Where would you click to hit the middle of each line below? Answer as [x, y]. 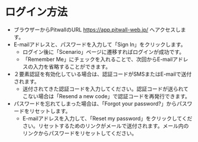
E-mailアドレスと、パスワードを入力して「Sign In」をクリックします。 [100, 44]
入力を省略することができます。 [72, 66]
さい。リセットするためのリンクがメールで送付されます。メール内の [106, 125]
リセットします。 [50, 111]
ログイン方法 [37, 12]
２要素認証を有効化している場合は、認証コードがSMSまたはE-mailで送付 [103, 74]
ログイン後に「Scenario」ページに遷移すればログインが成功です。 [103, 51]
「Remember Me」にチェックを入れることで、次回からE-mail [98, 59]
